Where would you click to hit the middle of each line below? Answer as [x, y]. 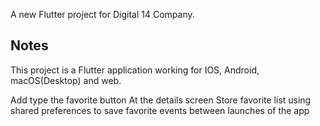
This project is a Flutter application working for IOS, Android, [135, 70]
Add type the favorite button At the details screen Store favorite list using [161, 100]
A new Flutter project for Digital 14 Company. [102, 14]
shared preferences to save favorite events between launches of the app [160, 110]
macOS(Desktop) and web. [66, 80]
